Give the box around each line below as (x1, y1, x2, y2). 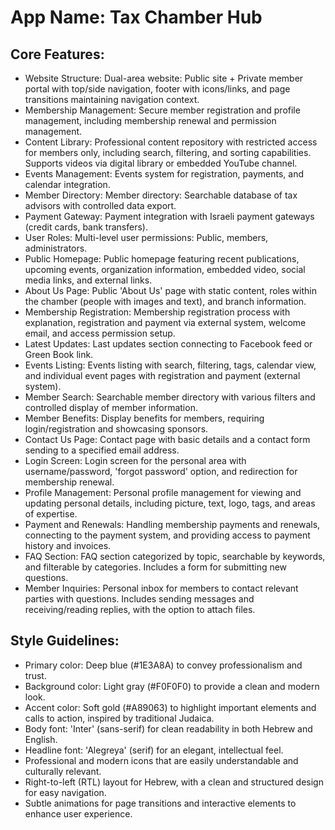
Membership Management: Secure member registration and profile (24, 104, 301, 116)
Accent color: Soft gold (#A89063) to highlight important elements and (24, 701, 317, 713)
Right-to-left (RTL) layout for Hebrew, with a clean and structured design (24, 776, 324, 788)
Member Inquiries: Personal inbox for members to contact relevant (24, 582, 299, 594)
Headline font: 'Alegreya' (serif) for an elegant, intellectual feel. (24, 744, 284, 756)
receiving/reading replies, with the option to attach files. (24, 604, 256, 615)
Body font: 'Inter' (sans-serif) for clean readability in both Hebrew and (24, 722, 313, 735)
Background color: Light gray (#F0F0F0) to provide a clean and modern (24, 680, 320, 692)
